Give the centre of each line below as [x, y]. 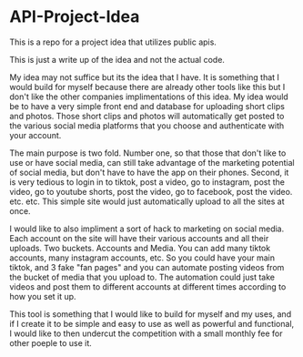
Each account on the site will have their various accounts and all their [139, 238]
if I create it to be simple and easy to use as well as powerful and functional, [152, 323]
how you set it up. [43, 296]
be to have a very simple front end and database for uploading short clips [147, 106]
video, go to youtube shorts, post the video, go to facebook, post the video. [151, 191]
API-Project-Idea [75, 17]
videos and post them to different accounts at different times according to [148, 286]
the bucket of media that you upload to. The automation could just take [142, 277]
